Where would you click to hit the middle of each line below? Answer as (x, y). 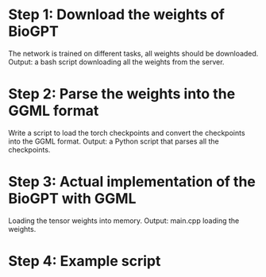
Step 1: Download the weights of (116, 15)
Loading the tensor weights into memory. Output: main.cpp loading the (124, 221)
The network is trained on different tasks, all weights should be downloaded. (133, 53)
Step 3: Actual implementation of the (132, 182)
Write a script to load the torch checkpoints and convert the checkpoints (127, 133)
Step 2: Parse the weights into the (122, 94)
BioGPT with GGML (72, 199)
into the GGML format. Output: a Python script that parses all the (114, 141)
